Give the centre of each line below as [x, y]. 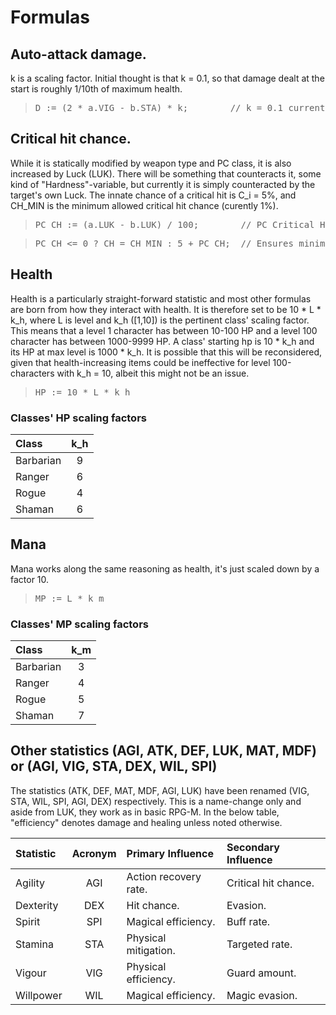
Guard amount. [261, 973]
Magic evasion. [262, 995]
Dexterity [37, 905]
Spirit [28, 921]
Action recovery [164, 876]
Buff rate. [248, 921]
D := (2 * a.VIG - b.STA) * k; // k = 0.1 [158, 107]
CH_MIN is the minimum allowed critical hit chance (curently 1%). [144, 205]
